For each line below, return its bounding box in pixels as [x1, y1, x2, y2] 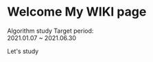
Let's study [7, 47, 39, 55]
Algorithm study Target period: [7, 27, 94, 35]
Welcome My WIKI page [7, 4, 147, 20]
